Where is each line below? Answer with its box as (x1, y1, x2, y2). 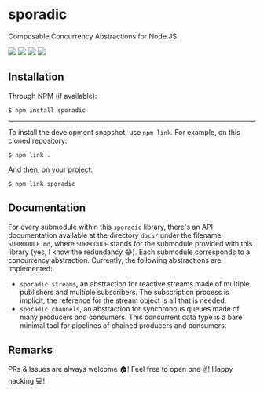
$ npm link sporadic (8, 180, 76, 187)
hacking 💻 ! (8, 377, 46, 386)
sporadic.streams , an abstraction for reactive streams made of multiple (19, 278, 250, 288)
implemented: (8, 264, 53, 273)
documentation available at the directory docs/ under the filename (8, 230, 222, 240)
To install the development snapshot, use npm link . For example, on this (8, 127, 241, 136)
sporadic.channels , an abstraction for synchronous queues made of (19, 304, 240, 313)
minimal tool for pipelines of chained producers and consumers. (19, 320, 227, 330)
